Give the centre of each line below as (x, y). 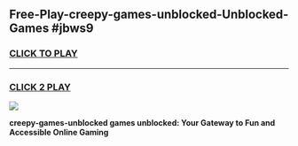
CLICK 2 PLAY (40, 87)
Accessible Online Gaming (59, 132)
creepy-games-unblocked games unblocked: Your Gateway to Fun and (142, 122)
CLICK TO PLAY (43, 54)
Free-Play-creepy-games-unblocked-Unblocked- (149, 15)
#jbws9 (73, 29)
